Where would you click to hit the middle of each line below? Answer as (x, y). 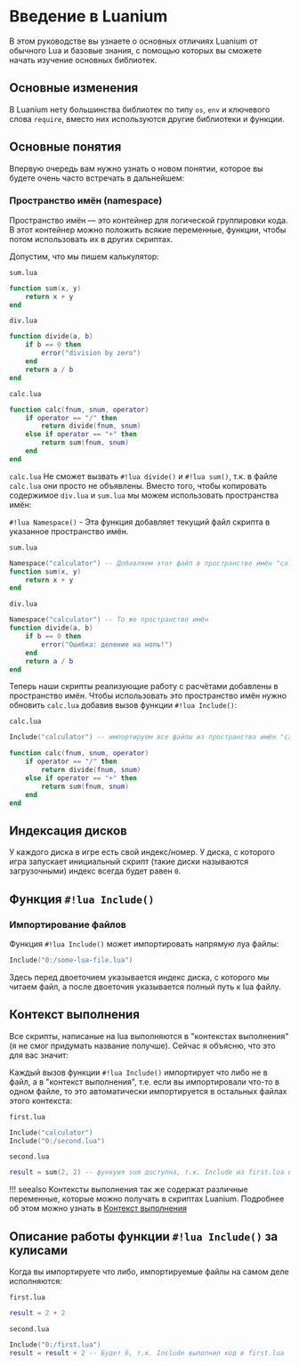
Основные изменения (74, 88)
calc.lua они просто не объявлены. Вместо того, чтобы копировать (138, 485)
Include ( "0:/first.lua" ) (55, 1345)
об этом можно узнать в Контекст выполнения (98, 1208)
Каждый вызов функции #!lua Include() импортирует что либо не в (139, 1072)
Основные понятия (65, 147)
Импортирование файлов (68, 924)
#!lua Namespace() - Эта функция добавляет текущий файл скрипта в (140, 522)
